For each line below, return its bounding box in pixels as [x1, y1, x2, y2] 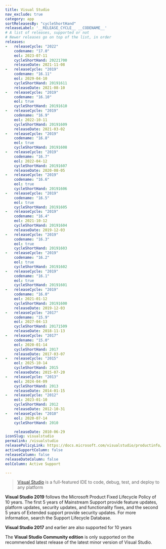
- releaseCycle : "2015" [5, 356, 58, 361]
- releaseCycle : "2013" [5, 374, 58, 379]
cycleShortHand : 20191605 [14, 204, 68, 210]
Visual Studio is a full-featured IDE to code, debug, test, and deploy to [17, 479, 160, 485]
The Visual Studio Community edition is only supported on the [5, 534, 134, 540]
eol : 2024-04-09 [14, 379, 48, 384]
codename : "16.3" [14, 236, 50, 242]
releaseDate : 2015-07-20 [14, 370, 65, 375]
